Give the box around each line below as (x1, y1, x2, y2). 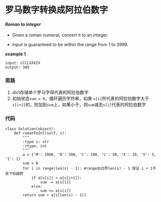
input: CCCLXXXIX (5, 61, 41, 66)
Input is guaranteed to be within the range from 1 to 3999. (12, 42, 129, 48)
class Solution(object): (5, 126, 56, 131)
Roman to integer (5, 21, 41, 27)
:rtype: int (23, 143, 47, 149)
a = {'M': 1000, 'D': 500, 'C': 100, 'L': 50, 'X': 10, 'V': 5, (23, 152, 157, 157)
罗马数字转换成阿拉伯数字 (5, 4, 109, 16)
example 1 (5, 51, 26, 57)
